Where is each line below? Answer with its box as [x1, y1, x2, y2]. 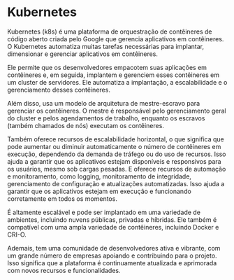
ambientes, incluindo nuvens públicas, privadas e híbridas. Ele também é [7, 215, 217, 224]
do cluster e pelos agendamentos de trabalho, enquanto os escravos [7, 113, 205, 122]
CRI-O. [7, 230, 27, 239]
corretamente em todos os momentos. [7, 194, 117, 203]
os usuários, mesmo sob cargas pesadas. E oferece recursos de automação [7, 164, 226, 173]
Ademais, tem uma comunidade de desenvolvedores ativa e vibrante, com [7, 244, 221, 252]
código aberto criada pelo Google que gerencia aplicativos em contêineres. [7, 34, 224, 43]
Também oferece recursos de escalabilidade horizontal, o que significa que [7, 134, 225, 143]
